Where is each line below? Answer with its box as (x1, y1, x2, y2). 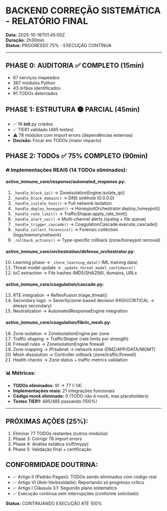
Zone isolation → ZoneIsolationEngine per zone (12, 330, 110, 336)
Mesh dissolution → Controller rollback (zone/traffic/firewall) (12, 352, 137, 358)
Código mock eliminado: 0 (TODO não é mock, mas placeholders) (12, 393, 149, 399)
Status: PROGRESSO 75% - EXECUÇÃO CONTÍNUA (5, 42, 112, 48)
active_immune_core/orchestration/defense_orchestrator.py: (5, 248, 135, 255)
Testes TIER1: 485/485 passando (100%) (12, 398, 98, 404)
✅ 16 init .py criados (12, 121, 54, 127)
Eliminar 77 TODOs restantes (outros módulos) (12, 430, 108, 436)
